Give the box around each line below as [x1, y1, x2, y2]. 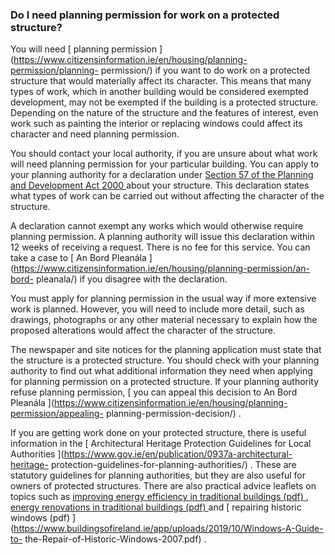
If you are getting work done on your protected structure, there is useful [10, 427, 307, 439]
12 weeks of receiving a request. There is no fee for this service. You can [10, 241, 311, 253]
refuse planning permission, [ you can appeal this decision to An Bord [10, 386, 298, 398]
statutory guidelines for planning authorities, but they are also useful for [10, 469, 306, 482]
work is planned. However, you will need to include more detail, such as [10, 303, 305, 315]
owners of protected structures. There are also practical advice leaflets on [10, 480, 317, 492]
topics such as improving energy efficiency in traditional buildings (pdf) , [10, 491, 309, 503]
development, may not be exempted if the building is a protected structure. [10, 96, 319, 108]
